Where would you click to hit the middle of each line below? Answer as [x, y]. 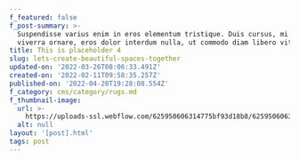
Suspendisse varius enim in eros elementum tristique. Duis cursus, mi [153, 34]
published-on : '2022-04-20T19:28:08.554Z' [89, 84]
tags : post [29, 141]
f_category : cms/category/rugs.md [73, 92]
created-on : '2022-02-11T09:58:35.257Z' [85, 76]
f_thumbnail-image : [45, 100]
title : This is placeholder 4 [65, 51]
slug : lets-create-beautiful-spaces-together [95, 59]
